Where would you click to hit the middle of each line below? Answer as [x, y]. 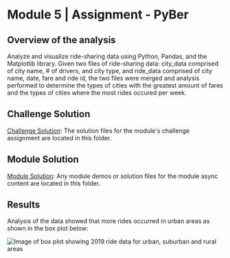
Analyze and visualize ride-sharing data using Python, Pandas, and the [107, 56]
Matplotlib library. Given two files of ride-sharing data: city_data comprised [113, 64]
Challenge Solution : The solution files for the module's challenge [99, 131]
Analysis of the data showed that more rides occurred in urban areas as [108, 221]
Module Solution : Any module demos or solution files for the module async [113, 176]
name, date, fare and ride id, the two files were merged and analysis [103, 78]
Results [24, 205]
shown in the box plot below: [48, 229]
